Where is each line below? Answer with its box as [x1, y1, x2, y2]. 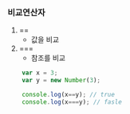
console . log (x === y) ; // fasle [22, 97, 123, 106]
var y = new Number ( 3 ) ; [22, 77, 101, 85]
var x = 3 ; [22, 69, 58, 77]
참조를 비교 [30, 53, 65, 63]
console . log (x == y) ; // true [22, 91, 115, 99]
